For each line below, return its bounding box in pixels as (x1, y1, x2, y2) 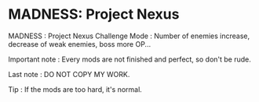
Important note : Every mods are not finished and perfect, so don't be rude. (8, 55, 251, 64)
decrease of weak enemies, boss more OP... (8, 39, 151, 48)
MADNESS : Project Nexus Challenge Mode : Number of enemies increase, (8, 31, 250, 40)
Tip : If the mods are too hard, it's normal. (8, 84, 143, 94)
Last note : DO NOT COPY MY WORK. (8, 69, 130, 79)
